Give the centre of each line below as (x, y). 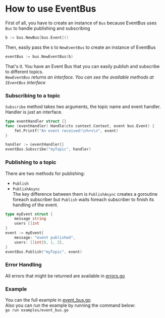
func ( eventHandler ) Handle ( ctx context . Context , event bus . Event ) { (80, 126)
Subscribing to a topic (33, 95)
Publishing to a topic (31, 162)
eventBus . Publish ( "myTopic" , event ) (44, 252)
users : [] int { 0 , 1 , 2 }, (39, 242)
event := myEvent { (24, 233)
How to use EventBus (51, 9)
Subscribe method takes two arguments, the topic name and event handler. (83, 107)
